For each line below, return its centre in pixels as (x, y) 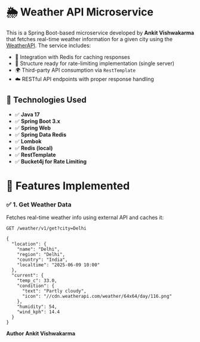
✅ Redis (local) (34, 148)
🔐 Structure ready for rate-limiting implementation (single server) (95, 63)
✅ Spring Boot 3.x (38, 121)
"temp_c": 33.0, (37, 281)
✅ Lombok (28, 141)
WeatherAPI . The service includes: (49, 45)
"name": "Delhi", (39, 249)
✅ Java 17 (27, 114)
